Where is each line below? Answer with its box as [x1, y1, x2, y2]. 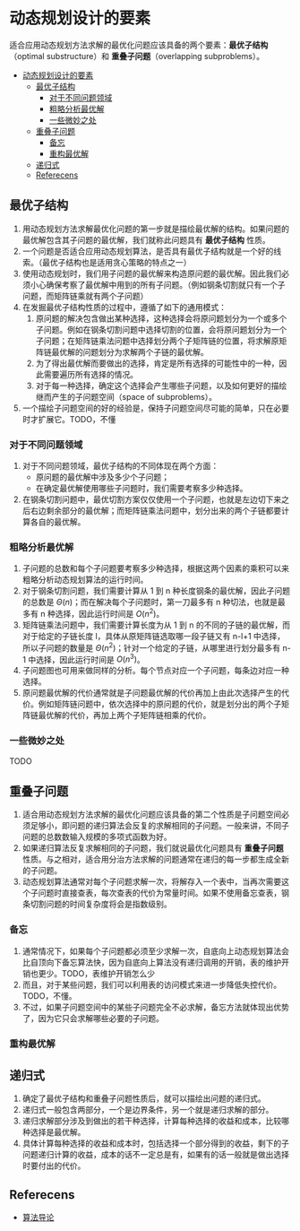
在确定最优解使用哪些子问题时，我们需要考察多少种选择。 [35, 483, 248, 494]
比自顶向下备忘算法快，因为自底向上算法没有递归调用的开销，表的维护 [21, 957, 282, 967]
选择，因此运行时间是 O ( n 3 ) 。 [35, 652, 145, 664]
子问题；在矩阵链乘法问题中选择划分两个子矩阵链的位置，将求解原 [35, 335, 279, 346]
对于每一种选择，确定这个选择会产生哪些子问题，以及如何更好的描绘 [35, 380, 287, 391]
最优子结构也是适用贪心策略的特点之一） [41, 256, 192, 267]
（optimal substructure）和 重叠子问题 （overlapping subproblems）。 [9, 50, 265, 61]
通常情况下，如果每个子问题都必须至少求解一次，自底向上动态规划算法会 [21, 945, 289, 956]
